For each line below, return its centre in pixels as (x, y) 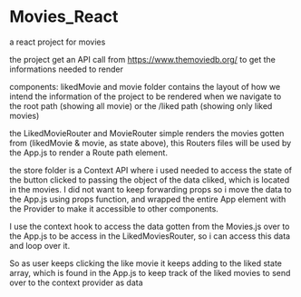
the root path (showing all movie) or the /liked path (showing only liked (141, 105)
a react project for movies (58, 42)
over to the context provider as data (76, 282)
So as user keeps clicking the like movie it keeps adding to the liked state (146, 263)
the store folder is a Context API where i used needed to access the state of (151, 170)
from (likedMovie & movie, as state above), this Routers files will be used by (150, 143)
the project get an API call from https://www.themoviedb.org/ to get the (143, 59)
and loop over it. (40, 245)
